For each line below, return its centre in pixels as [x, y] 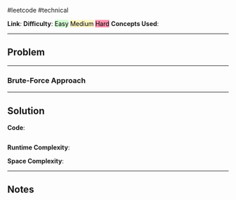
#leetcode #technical [38, 10]
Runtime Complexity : [39, 147]
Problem [26, 52]
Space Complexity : [36, 161]
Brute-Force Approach [47, 80]
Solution [26, 111]
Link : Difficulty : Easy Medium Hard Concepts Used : [83, 24]
